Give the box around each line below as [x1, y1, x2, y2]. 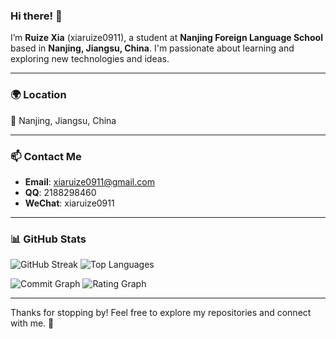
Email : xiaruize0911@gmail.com [24, 175, 155, 188]
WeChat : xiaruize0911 [24, 197, 115, 209]
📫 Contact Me [10, 149, 82, 163]
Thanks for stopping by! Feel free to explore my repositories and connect [10, 307, 312, 319]
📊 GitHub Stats [10, 232, 87, 246]
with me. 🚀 [10, 317, 55, 329]
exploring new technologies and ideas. [10, 53, 170, 65]
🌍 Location [10, 88, 67, 102]
